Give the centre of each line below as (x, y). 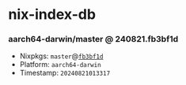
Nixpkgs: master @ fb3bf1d (61, 56)
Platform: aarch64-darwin (60, 65)
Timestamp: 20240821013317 (65, 73)
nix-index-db (52, 15)
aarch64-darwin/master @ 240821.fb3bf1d (93, 39)
